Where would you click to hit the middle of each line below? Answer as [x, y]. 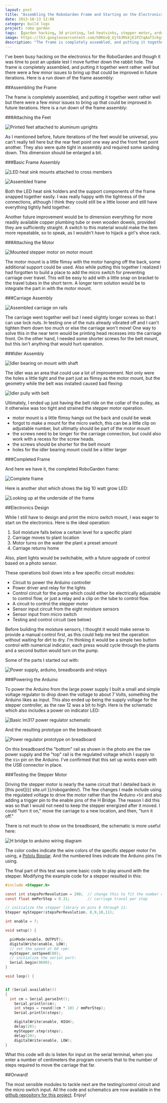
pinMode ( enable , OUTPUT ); [37, 939]
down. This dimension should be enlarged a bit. [54, 152]
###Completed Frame [28, 459]
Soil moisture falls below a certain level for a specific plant [72, 532]
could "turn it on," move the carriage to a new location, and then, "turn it [79, 811]
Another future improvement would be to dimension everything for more [79, 217]
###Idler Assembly [25, 353]
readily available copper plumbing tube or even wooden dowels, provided [80, 222]
